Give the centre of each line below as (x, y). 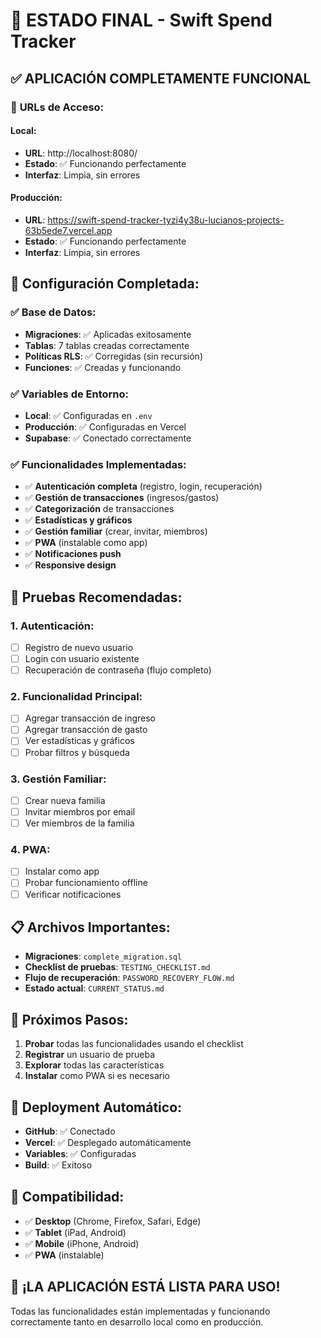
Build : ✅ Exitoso (58, 1165)
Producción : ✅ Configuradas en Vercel (105, 426)
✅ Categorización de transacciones (99, 509)
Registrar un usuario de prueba (89, 1055)
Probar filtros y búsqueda (77, 752)
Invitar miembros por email (80, 811)
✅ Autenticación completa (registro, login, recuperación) (143, 486)
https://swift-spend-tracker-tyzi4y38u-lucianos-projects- (166, 220)
